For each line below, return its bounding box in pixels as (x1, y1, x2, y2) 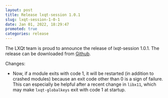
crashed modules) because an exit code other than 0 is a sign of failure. (12, 76, 163, 82)
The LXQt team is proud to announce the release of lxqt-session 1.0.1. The (5, 45, 160, 51)
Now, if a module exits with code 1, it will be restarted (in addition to (12, 70, 154, 77)
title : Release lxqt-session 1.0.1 (5, 12, 81, 17)
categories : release (5, 31, 49, 36)
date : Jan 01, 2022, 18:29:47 (5, 21, 70, 27)
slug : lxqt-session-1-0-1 (5, 17, 60, 22)
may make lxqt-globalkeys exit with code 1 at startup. (12, 87, 126, 92)
